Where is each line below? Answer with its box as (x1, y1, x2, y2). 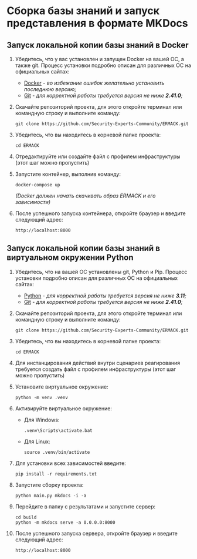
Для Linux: (23, 438, 50, 445)
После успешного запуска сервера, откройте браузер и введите (15, 530, 178, 537)
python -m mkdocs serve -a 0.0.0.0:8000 (15, 519, 116, 525)
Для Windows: (23, 416, 60, 423)
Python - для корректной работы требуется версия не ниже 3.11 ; (23, 292, 186, 299)
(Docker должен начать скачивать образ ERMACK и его (15, 192, 156, 199)
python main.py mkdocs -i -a (15, 493, 87, 498)
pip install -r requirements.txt (15, 471, 97, 477)
